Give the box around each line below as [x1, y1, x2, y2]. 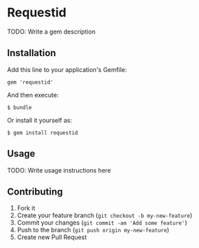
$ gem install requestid [7, 129, 78, 136]
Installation [7, 47, 56, 59]
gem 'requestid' [7, 79, 54, 86]
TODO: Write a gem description [7, 27, 96, 36]
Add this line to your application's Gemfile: [7, 65, 127, 73]
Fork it [16, 204, 36, 212]
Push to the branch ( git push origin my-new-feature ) [16, 226, 169, 234]
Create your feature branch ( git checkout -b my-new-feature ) [16, 211, 193, 220]
